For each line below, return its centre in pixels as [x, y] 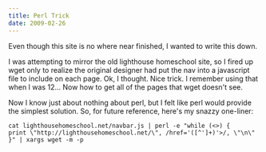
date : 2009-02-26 [37, 23]
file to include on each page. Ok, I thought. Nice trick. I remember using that [133, 78]
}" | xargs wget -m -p [46, 140]
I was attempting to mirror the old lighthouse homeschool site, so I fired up [131, 62]
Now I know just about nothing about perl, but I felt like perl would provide [130, 102]
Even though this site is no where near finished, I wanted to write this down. [133, 46]
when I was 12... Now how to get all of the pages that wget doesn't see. [126, 87]
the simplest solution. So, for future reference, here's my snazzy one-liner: [131, 111]
